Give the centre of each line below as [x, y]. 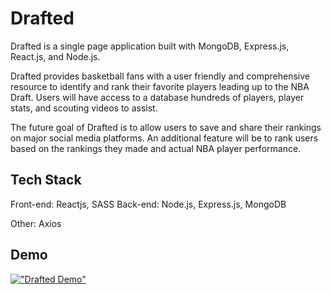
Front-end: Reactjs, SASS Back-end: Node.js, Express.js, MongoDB [148, 204]
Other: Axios [36, 223]
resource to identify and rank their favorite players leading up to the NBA [160, 86]
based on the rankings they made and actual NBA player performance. [156, 148]
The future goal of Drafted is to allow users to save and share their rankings [166, 127]
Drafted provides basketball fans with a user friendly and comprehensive [160, 76]
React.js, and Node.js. [55, 56]
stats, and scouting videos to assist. [84, 108]
